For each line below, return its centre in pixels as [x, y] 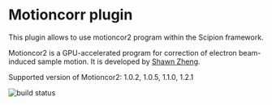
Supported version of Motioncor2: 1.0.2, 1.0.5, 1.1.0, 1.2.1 [101, 77]
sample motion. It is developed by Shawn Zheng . [119, 61]
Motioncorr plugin [71, 15]
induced [22, 61]
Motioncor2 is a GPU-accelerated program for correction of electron [123, 52]
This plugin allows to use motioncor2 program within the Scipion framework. [136, 37]
